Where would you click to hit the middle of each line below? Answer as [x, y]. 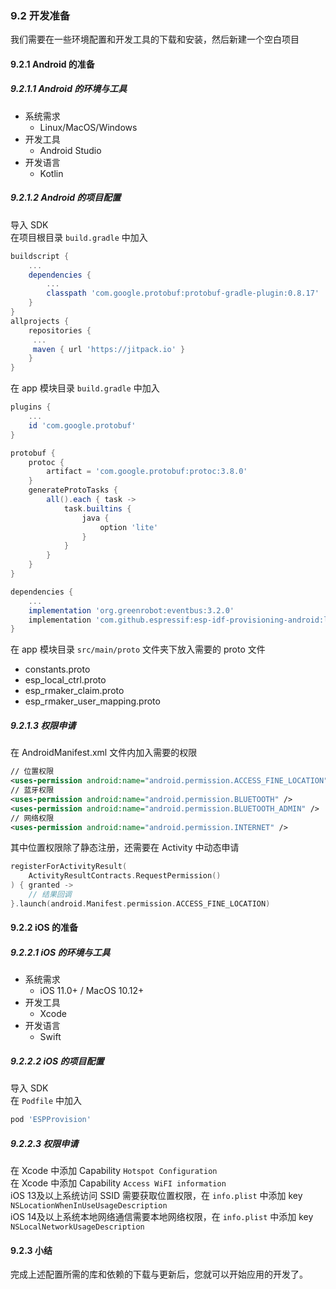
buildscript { [40, 256]
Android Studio [70, 150]
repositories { [60, 330]
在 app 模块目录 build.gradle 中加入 [85, 388]
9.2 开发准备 [40, 15]
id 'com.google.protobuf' [82, 425]
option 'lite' [129, 527]
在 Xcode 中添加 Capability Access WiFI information [118, 1183]
